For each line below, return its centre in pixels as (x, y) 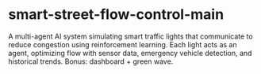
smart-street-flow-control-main (116, 15)
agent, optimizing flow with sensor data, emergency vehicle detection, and (130, 53)
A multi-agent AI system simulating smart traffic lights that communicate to (130, 36)
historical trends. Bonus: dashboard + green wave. (91, 61)
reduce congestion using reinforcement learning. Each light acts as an (123, 44)
